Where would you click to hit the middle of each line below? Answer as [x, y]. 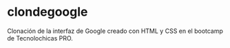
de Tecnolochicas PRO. [40, 38]
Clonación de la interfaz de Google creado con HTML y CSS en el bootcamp [115, 31]
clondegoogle [48, 12]
